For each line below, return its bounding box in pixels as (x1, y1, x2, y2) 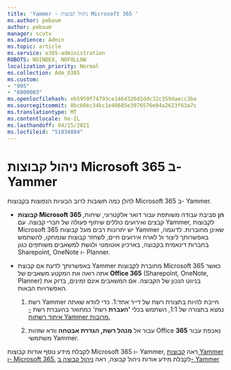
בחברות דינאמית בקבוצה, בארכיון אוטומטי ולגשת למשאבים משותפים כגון (17, 240, 209, 249)
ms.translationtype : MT (7, 109, 77, 116)
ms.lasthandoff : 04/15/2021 (7, 121, 90, 129)
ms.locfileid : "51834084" (7, 128, 83, 135)
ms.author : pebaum (7, 17, 61, 24)
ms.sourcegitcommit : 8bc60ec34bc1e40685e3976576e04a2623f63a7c (7, 102, 197, 109)
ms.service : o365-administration (7, 50, 106, 57)
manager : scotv (7, 30, 52, 37)
